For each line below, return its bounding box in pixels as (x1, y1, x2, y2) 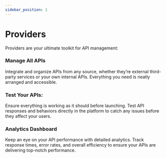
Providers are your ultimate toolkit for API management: (5, 45, 118, 51)
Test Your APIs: (5, 91, 43, 98)
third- (149, 68, 162, 74)
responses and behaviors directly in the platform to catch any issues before (5, 108, 160, 114)
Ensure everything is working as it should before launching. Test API (5, 103, 145, 109)
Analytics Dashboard (5, 126, 57, 133)
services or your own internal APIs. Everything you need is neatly (17, 74, 150, 80)
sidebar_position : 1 (5, 7, 48, 12)
